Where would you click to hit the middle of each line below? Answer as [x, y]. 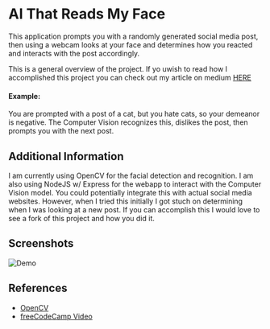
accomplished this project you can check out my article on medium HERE [130, 77]
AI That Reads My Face [87, 14]
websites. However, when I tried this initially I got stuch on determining [126, 201]
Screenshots [41, 243]
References [38, 288]
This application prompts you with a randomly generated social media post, [133, 36]
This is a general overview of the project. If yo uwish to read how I [118, 68]
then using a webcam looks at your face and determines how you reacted [131, 44]
